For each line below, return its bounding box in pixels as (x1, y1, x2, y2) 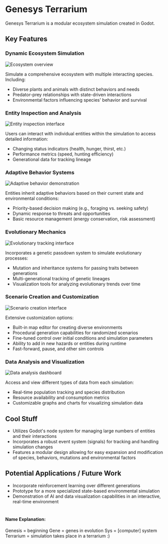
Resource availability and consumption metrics (12, 395, 110, 401)
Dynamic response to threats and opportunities (12, 210, 111, 217)
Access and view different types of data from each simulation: (5, 379, 134, 385)
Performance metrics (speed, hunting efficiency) (12, 151, 114, 157)
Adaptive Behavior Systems (5, 169, 74, 176)
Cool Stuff (5, 414, 38, 423)
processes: (5, 255, 29, 261)
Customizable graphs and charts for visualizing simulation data (12, 400, 143, 406)
